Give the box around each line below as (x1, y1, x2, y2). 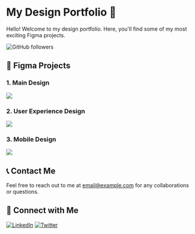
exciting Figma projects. (6, 31, 66, 38)
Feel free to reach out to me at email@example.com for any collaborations (6, 182, 189, 189)
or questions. (6, 188, 39, 196)
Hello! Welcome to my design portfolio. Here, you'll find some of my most (6, 25, 187, 32)
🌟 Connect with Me (6, 205, 79, 215)
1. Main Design (6, 79, 50, 87)
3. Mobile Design (6, 135, 56, 143)
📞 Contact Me (6, 166, 56, 176)
